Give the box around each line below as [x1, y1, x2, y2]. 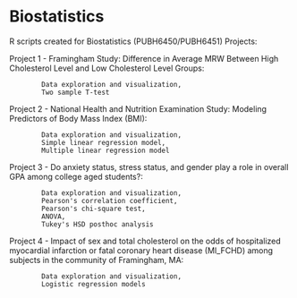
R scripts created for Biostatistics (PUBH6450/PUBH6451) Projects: [9, 36, 258, 47]
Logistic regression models [41, 279, 146, 288]
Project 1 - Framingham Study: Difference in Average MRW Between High [9, 53, 279, 64]
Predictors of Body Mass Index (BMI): [9, 113, 148, 123]
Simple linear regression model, [41, 138, 166, 147]
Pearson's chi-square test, [41, 204, 146, 213]
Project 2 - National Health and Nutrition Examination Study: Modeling [9, 103, 267, 114]
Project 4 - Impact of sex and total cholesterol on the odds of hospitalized [9, 235, 282, 246]
